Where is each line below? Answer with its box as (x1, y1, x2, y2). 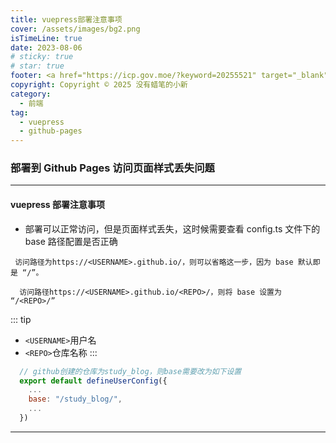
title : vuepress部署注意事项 (10, 14, 123, 25)
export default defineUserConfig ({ (19, 376, 168, 386)
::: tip (10, 313, 32, 325)
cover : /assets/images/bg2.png (10, 24, 141, 34)
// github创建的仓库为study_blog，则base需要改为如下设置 (19, 366, 242, 376)
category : (10, 89, 52, 99)
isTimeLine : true (10, 33, 83, 43)
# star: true (10, 61, 65, 71)
